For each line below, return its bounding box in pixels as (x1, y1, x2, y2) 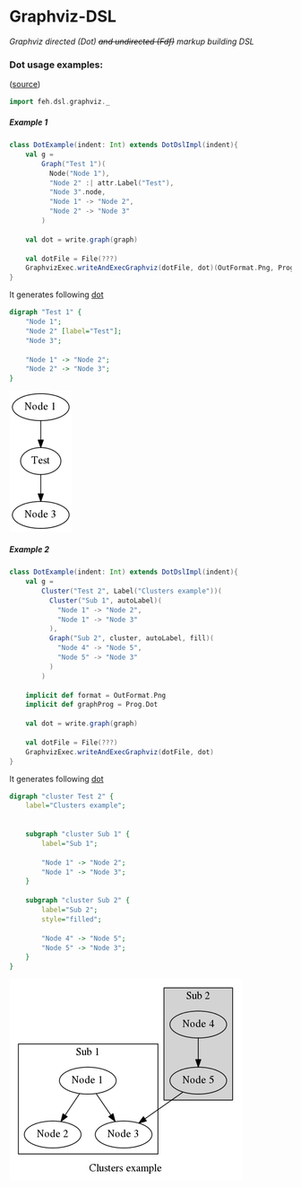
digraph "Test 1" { (9, 308, 82, 317)
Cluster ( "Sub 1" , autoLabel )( (48, 595, 163, 605)
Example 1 (9, 117, 48, 128)
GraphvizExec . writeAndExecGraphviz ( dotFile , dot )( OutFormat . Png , (25, 263, 275, 273)
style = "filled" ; (41, 914, 102, 924)
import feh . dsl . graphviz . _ (9, 97, 110, 107)
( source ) (9, 79, 41, 90)
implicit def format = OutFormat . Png (25, 691, 167, 700)
